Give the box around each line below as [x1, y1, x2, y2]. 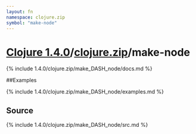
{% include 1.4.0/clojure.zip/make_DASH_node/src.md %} [6, 121, 148, 129]
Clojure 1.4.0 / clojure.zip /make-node [6, 45, 191, 59]
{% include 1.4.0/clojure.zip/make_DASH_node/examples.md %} [6, 88, 164, 95]
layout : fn [6, 8, 33, 15]
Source [6, 105, 34, 116]
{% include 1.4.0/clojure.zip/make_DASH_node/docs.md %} [6, 65, 153, 72]
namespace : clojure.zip [6, 14, 66, 20]
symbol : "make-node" [6, 20, 58, 26]
